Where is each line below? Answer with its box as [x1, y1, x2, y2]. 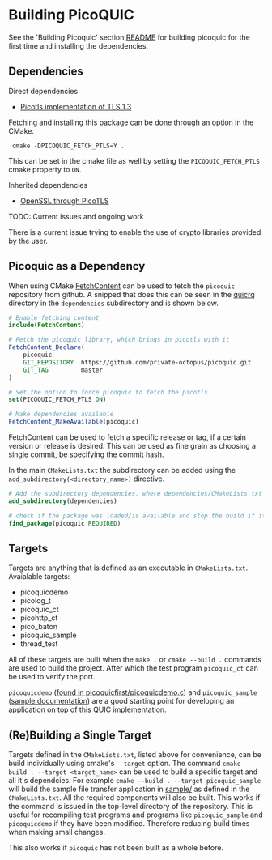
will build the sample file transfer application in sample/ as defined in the [8, 784, 250, 794]
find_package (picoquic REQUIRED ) [8, 519, 121, 527]
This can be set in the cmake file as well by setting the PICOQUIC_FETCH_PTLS [8, 155, 261, 165]
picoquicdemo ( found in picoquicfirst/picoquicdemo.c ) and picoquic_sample [8, 688, 257, 697]
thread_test [19, 639, 58, 649]
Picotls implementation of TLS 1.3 [19, 101, 132, 111]
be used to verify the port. [8, 672, 96, 682]
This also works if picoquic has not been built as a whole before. [8, 843, 224, 853]
